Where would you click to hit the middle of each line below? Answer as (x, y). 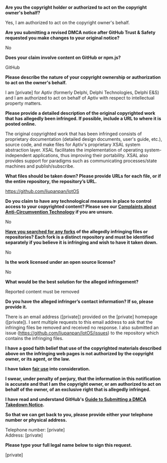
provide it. (16, 307)
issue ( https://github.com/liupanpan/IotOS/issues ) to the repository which (82, 333)
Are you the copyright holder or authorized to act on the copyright (76, 7)
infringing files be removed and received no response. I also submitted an (82, 328)
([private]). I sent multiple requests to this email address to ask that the (79, 322)
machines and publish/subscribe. (40, 166)
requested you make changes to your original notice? (62, 38)
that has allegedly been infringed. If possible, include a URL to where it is (83, 118)
